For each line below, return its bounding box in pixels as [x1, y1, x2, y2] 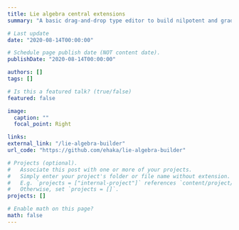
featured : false [7, 94, 55, 102]
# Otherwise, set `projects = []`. [7, 186, 119, 193]
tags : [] [7, 75, 33, 82]
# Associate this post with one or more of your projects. [7, 166, 193, 173]
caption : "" [14, 114, 50, 121]
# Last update [7, 30, 50, 37]
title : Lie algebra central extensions [7, 10, 126, 18]
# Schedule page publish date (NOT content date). [7, 49, 161, 57]
